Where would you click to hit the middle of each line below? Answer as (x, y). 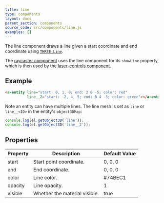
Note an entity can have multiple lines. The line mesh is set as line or (75, 106)
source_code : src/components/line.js (43, 28)
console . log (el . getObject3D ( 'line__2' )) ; (48, 125)
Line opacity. (48, 185)
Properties (21, 140)
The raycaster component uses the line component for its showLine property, (82, 61)
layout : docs (18, 18)
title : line (17, 9)
